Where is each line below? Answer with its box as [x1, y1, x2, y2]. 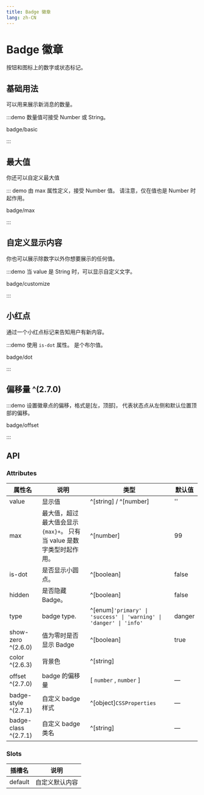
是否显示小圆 [41, 566, 79, 575]
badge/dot [6, 353, 33, 361]
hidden [9, 591, 29, 599]
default [9, 778, 30, 786]
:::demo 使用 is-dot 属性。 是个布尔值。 [6, 341, 106, 349]
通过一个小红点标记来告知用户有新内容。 [6, 328, 107, 335]
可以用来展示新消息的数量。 [6, 101, 76, 108]
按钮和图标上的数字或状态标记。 [6, 64, 86, 71]
